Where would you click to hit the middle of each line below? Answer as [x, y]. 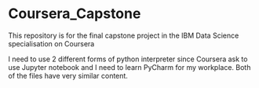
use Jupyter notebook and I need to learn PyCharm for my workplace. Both [129, 67]
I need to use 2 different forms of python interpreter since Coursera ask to [128, 59]
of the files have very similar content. [68, 75]
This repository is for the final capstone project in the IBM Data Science [124, 35]
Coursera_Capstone [75, 14]
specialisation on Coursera [51, 43]
